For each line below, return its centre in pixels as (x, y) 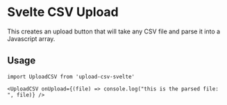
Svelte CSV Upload (63, 12)
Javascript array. (31, 38)
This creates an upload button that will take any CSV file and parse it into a (114, 31)
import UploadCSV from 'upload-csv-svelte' (71, 76)
